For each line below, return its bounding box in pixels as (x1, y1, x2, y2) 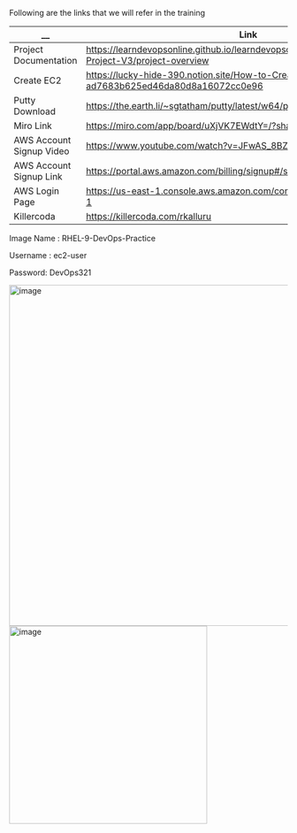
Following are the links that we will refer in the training (9, 8, 206, 18)
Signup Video (13, 145, 70, 157)
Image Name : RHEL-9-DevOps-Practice (9, 233, 156, 243)
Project (13, 43, 44, 56)
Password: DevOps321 (9, 267, 92, 278)
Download (13, 105, 56, 118)
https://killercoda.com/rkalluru (85, 210, 212, 222)
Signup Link (13, 171, 64, 182)
